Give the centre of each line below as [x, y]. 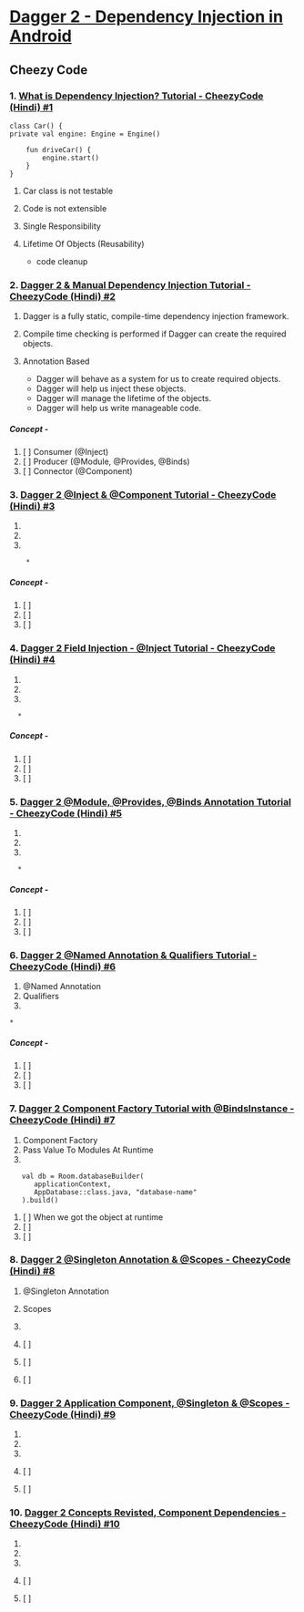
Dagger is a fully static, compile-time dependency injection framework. [156, 316]
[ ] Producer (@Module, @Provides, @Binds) [106, 461]
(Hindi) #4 [33, 660]
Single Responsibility [62, 226]
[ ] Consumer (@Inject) [66, 452]
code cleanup [62, 261]
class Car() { [36, 126]
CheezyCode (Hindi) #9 [63, 1414]
